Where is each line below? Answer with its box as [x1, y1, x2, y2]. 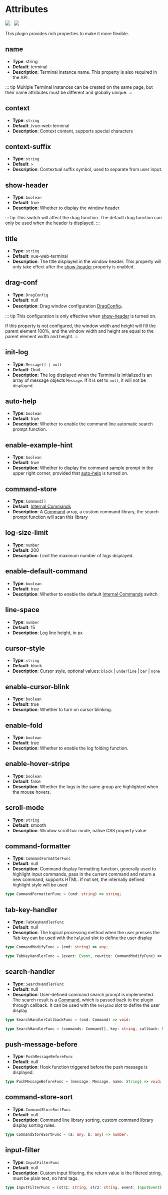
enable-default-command [5, 567, 88, 575]
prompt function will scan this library [12, 514, 88, 520]
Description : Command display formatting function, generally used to [12, 866, 156, 872]
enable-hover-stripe [5, 760, 70, 768]
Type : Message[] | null [12, 361, 62, 367]
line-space [5, 606, 40, 614]
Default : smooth [12, 822, 46, 828]
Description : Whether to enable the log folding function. [12, 745, 128, 751]
